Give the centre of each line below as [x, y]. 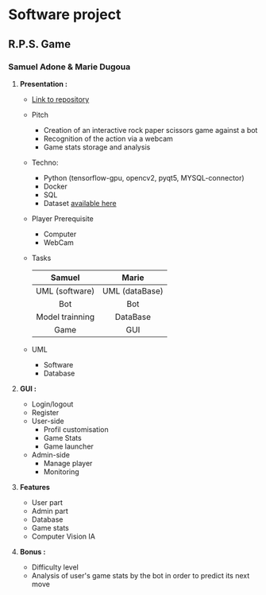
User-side [48, 421]
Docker [55, 186]
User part [47, 502]
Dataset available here [80, 203]
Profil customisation [76, 429]
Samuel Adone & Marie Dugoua [69, 67]
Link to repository [60, 99]
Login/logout [52, 404]
